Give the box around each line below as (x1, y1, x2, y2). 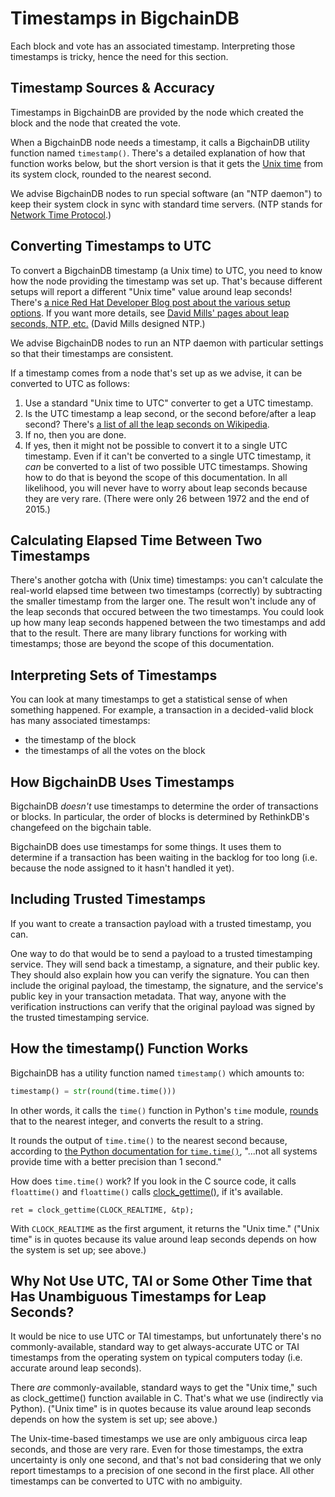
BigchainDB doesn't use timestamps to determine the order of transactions (10, 800, 319, 812)
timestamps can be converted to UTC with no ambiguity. (10, 1475, 243, 1487)
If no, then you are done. (24, 428, 127, 441)
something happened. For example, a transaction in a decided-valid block (10, 704, 314, 716)
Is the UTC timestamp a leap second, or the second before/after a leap (24, 407, 317, 419)
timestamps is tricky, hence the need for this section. (10, 50, 229, 62)
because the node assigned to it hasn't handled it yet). (10, 862, 235, 874)
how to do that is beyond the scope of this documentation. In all (24, 471, 288, 483)
